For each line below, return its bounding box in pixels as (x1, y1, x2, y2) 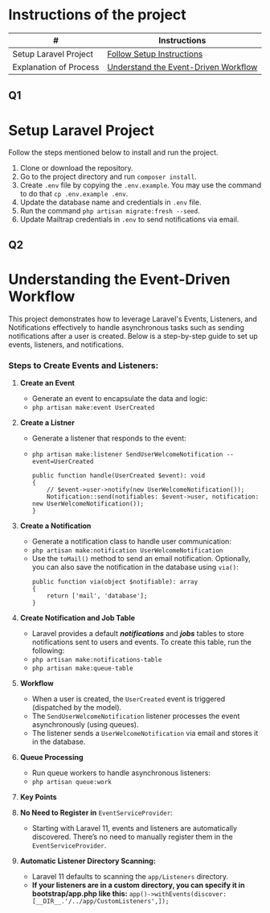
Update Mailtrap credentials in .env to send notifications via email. (19, 215, 239, 225)
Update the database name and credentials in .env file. (19, 197, 202, 207)
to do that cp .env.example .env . (19, 189, 129, 199)
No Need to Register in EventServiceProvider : (19, 808, 173, 817)
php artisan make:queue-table (31, 664, 134, 672)
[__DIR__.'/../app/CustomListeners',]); (31, 897, 170, 905)
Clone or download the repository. (19, 163, 134, 173)
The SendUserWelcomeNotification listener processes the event (31, 711, 240, 721)
